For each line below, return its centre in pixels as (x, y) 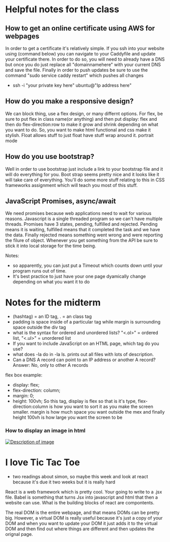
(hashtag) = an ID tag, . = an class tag (52, 316)
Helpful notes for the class (62, 9)
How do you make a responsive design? (69, 101)
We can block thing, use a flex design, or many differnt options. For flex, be (84, 114)
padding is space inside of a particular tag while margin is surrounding (87, 322)
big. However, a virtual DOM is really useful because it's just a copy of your (84, 518)
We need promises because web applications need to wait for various (78, 213)
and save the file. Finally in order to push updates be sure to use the (77, 70)
